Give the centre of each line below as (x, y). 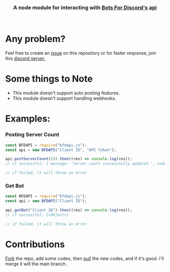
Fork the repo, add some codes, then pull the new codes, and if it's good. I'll (85, 258)
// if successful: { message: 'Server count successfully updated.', (80, 164)
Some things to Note (49, 79)
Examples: (28, 119)
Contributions (35, 244)
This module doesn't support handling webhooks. (64, 98)
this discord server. (25, 59)
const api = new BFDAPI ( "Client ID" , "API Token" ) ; (61, 150)
